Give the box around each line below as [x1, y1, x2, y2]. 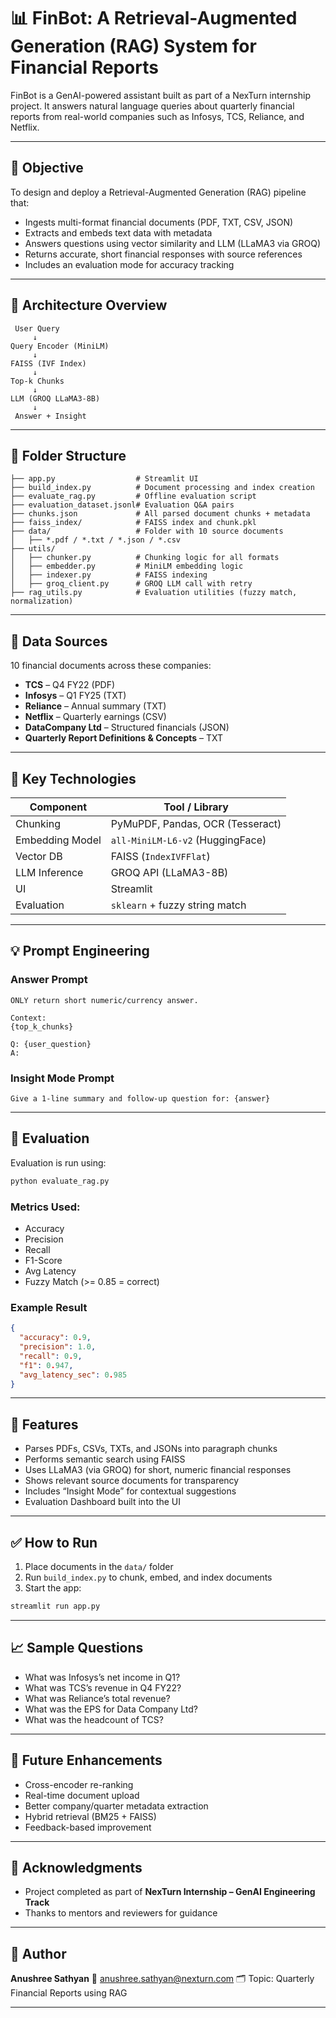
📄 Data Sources [10, 633, 108, 650]
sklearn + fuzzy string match [110, 898, 247, 912]
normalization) [10, 596, 74, 607]
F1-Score [24, 1254, 63, 1266]
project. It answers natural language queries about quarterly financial [10, 100, 295, 112]
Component [29, 800, 88, 814]
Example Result [10, 1300, 88, 1314]
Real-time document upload [24, 1789, 140, 1801]
